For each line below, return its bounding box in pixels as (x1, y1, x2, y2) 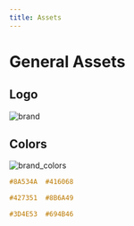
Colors (9, 137, 47, 152)
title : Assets (9, 13, 63, 22)
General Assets (9, 51, 126, 71)
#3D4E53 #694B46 (9, 210, 74, 219)
